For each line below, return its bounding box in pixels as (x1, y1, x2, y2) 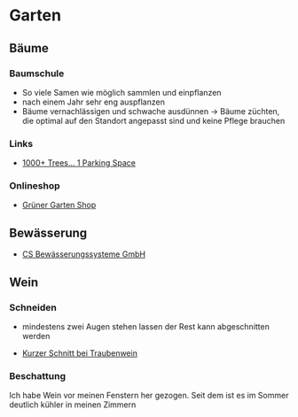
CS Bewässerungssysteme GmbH (21, 249, 146, 259)
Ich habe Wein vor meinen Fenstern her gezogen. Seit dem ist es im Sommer (9, 390, 289, 401)
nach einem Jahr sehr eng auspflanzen (21, 97, 166, 107)
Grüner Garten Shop (21, 200, 97, 211)
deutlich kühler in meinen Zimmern (9, 399, 137, 410)
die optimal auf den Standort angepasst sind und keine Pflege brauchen (21, 115, 286, 126)
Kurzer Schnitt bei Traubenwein (21, 347, 137, 359)
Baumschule (9, 67, 65, 80)
